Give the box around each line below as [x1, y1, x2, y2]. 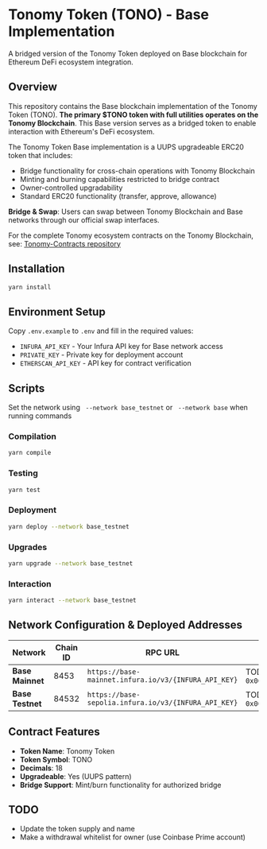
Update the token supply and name [19, 824, 135, 834]
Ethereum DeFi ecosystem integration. [8, 57, 133, 67]
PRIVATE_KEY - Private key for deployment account [19, 350, 184, 359]
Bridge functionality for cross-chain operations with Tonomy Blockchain [19, 165, 256, 176]
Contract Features [8, 725, 101, 739]
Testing [8, 467, 38, 479]
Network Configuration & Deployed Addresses [8, 618, 243, 632]
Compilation [8, 431, 57, 442]
